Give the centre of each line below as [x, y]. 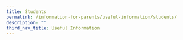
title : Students [26, 11]
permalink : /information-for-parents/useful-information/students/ [92, 17]
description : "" [26, 22]
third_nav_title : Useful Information [53, 28]
